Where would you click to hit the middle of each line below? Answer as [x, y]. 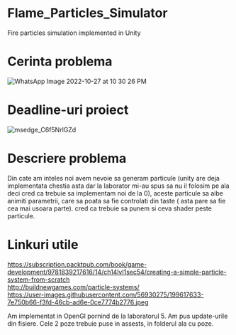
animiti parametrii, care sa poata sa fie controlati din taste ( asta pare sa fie [117, 201]
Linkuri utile [43, 244]
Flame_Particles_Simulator [88, 13]
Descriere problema [67, 159]
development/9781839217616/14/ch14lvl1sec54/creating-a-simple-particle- [117, 272]
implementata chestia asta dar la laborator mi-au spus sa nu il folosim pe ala [118, 186]
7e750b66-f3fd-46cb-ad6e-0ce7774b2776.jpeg [78, 302]
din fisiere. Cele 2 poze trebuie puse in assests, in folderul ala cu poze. [111, 323]
